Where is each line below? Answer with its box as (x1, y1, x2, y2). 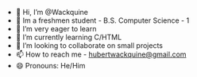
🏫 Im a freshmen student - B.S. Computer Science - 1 (15, 16, 190, 25)
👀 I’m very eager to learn (15, 24, 97, 33)
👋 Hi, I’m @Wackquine (15, 8, 89, 16)
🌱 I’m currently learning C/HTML (15, 32, 122, 42)
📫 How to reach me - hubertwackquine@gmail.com (15, 49, 187, 59)
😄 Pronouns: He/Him (15, 61, 86, 70)
